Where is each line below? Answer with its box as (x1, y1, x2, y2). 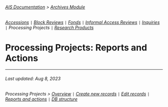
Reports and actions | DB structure (5, 96, 77, 102)
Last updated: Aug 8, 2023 (5, 75, 61, 82)
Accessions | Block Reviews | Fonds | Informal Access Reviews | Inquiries (5, 19, 160, 25)
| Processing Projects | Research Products (5, 25, 94, 31)
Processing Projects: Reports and (5, 42, 147, 53)
